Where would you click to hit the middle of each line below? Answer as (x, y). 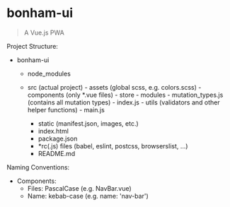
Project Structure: (32, 46)
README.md (57, 153)
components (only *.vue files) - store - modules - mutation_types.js (125, 95)
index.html (53, 131)
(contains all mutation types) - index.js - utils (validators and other (123, 102)
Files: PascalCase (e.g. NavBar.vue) (79, 188)
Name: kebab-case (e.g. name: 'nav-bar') (88, 196)
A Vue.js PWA (44, 32)
